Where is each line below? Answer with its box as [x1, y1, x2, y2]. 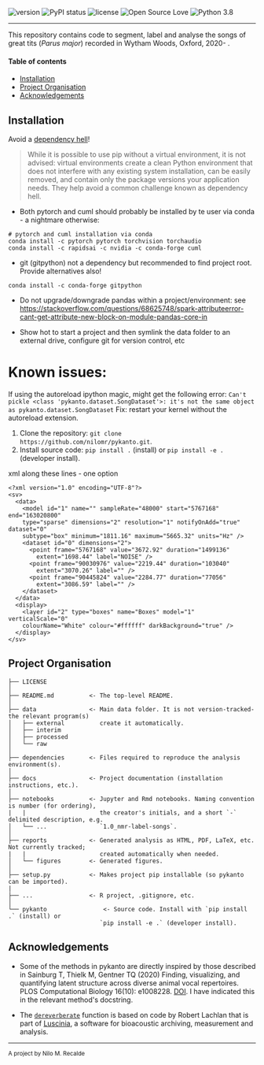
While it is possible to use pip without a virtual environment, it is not [27, 150, 246, 159]
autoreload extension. [8, 413, 79, 422]
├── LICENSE [8, 677, 47, 685]
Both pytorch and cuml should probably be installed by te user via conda [19, 207, 255, 217]
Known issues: [8, 363, 108, 381]
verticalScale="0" [8, 614, 68, 622]
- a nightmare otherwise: [19, 215, 100, 225]
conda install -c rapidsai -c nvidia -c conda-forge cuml [8, 244, 202, 252]
